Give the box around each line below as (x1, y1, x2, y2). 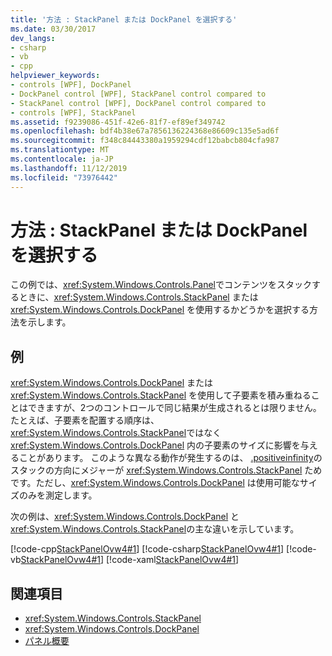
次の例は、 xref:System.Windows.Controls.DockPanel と (10, 511, 240, 523)
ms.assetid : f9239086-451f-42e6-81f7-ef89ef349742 (10, 117, 226, 127)
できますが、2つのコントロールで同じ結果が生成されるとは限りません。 (27, 402, 322, 414)
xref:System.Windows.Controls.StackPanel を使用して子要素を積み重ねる (10, 389, 312, 401)
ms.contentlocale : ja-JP (10, 154, 114, 164)
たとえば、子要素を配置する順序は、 (10, 414, 160, 426)
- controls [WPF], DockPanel (10, 80, 132, 90)
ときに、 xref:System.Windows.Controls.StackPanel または (18, 291, 259, 303)
